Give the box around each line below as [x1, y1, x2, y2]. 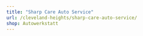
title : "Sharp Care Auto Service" [6, 9, 94, 15]
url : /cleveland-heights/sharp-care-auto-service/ [6, 15, 138, 21]
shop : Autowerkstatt [6, 20, 59, 26]
